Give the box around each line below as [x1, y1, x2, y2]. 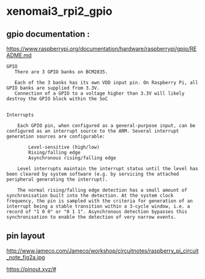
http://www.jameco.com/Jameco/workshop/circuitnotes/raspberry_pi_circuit [6, 247, 199, 254]
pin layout [6, 230, 45, 241]
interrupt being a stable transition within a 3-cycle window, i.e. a [6, 203, 190, 210]
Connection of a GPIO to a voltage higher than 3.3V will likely [14, 90, 185, 96]
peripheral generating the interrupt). [6, 176, 108, 183]
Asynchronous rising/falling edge [28, 155, 116, 161]
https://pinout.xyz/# [6, 265, 57, 273]
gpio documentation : [6, 29, 90, 39]
